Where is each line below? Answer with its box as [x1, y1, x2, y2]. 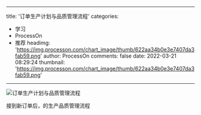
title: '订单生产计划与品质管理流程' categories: [6, 13, 119, 20]
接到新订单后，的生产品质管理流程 [6, 102, 90, 109]
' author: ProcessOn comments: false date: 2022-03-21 [40, 52, 176, 59]
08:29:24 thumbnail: [14, 59, 65, 66]
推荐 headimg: [14, 40, 51, 46]
